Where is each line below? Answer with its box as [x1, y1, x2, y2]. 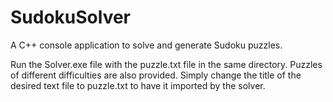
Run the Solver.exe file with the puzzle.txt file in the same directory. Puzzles [10, 58, 323, 70]
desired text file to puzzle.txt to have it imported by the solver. [10, 79, 266, 91]
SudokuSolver [10, 6, 132, 29]
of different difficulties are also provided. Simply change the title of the [10, 69, 302, 81]
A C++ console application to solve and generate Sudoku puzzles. [10, 39, 283, 51]
